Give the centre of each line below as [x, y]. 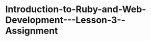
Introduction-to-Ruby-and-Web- [76, 9]
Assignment [32, 31]
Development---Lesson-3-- [66, 20]
